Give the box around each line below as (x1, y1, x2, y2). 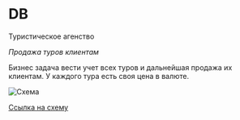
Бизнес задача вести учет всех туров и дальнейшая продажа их (8, 62, 233, 72)
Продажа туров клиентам (8, 47, 100, 56)
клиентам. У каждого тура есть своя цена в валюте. (8, 71, 190, 81)
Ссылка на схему (8, 102, 69, 112)
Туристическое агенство (8, 31, 95, 41)
